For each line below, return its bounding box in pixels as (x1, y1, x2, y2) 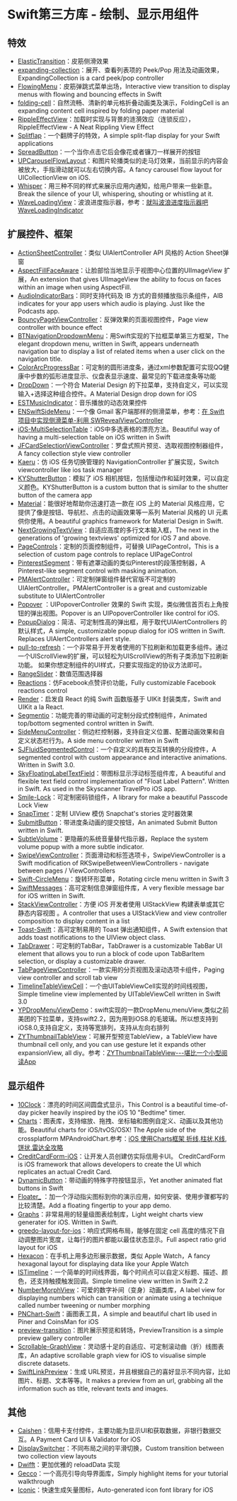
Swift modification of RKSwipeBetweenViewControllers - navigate (17, 858, 209, 867)
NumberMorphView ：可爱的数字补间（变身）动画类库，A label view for (17, 1285, 226, 1294)
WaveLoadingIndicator (17, 206, 83, 214)
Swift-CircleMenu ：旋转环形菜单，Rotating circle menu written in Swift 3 (17, 875, 229, 883)
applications (17, 139, 54, 147)
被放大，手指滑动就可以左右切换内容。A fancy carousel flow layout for (17, 166, 222, 173)
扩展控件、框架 (7, 228, 73, 241)
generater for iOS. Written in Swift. (17, 1218, 118, 1226)
